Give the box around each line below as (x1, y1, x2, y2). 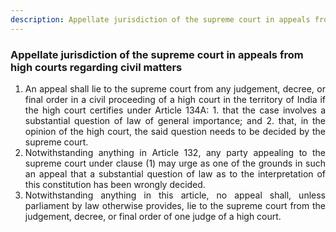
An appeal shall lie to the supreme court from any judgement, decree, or (24, 82, 326, 95)
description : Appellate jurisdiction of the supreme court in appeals (10, 14, 311, 25)
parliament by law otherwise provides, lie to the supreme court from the (24, 199, 326, 211)
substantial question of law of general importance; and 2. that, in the (24, 114, 326, 126)
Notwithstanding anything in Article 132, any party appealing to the (24, 146, 326, 158)
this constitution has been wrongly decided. (24, 178, 206, 190)
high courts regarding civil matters (10, 60, 183, 74)
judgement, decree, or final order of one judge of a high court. (24, 210, 282, 222)
